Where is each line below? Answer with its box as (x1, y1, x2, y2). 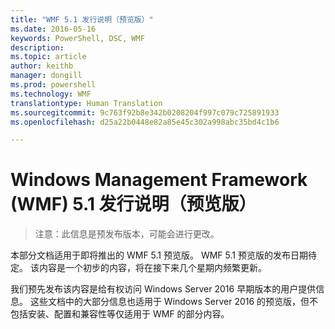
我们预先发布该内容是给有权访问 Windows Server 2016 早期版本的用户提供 (10, 283, 317, 295)
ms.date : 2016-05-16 (10, 24, 97, 34)
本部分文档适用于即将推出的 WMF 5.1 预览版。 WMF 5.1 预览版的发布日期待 (10, 249, 317, 261)
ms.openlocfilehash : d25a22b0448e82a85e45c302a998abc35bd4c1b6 (10, 117, 280, 127)
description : (10, 42, 65, 53)
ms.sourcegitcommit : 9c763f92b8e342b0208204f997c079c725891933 (10, 107, 280, 118)
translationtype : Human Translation (10, 98, 163, 108)
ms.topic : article (10, 52, 87, 62)
